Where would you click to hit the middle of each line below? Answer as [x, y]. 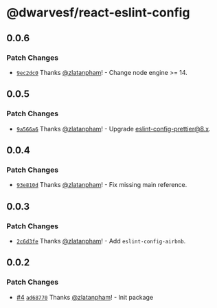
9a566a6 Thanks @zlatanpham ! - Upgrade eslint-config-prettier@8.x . [113, 129]
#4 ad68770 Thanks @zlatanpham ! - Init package [85, 297]
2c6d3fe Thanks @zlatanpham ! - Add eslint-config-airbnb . [101, 241]
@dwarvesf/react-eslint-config [98, 13]
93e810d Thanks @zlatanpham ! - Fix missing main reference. [102, 185]
